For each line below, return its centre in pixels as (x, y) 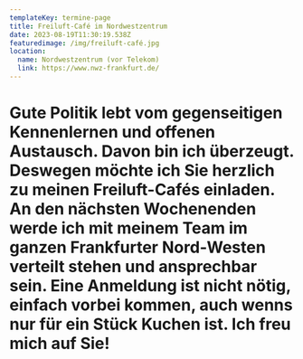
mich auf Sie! (60, 344)
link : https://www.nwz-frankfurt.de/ (89, 69)
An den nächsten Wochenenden (133, 209)
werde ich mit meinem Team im (129, 228)
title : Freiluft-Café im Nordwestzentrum (89, 26)
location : (28, 52)
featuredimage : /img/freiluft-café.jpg (85, 43)
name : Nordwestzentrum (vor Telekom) (89, 60)
